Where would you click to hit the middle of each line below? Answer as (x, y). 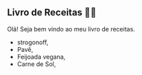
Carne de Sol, (36, 64)
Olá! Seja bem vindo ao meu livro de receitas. (71, 29)
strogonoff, (33, 42)
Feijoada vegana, (41, 57)
